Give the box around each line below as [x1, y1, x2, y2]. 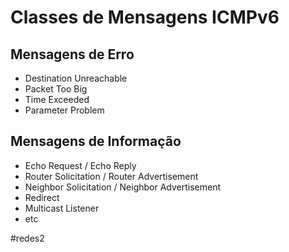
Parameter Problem [24, 104, 105, 116]
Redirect [24, 191, 60, 203]
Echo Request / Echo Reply [24, 159, 137, 171]
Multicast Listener [24, 202, 100, 214]
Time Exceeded [24, 94, 90, 105]
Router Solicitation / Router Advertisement [24, 170, 199, 182]
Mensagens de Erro [10, 46, 135, 63]
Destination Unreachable [24, 72, 128, 84]
